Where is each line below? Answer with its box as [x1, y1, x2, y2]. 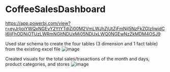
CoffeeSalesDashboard [5, 4, 106, 15]
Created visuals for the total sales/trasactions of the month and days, [5, 55, 150, 61]
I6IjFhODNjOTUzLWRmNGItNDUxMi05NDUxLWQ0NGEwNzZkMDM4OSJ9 [5, 31, 161, 37]
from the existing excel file [5, 46, 61, 52]
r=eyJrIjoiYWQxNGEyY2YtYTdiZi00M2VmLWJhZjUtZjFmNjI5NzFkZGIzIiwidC [5, 25, 165, 31]
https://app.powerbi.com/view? [5, 20, 71, 26]
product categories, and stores [5, 61, 70, 67]
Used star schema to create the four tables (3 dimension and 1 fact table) [5, 40, 158, 46]
